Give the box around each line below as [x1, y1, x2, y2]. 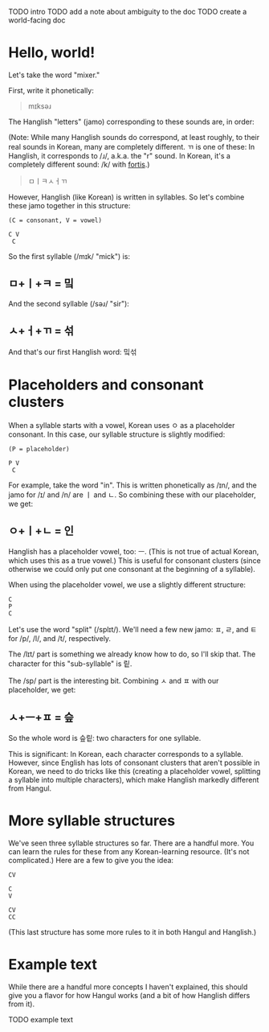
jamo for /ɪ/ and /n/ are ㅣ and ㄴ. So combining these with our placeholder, [8, 490, 256, 500]
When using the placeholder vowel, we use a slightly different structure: [8, 580, 247, 590]
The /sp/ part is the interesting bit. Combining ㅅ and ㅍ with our [8, 676, 219, 686]
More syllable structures [8, 812, 175, 830]
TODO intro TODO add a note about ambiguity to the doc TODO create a [8, 7, 247, 16]
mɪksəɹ [27, 101, 52, 111]
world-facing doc [8, 15, 66, 25]
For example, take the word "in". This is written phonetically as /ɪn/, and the [8, 480, 257, 490]
